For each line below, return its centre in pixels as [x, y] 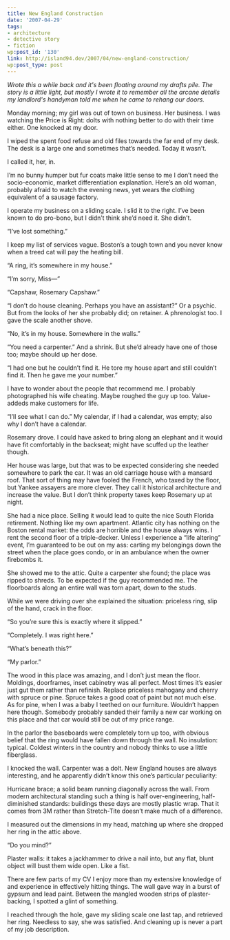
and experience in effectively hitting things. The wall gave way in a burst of [114, 886]
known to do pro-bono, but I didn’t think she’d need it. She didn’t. [99, 218]
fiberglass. [22, 755]
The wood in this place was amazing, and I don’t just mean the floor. [104, 675]
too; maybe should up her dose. [52, 354]
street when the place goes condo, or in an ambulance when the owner [108, 552]
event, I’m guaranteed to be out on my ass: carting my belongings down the [114, 545]
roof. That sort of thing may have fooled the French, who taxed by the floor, [114, 480]
